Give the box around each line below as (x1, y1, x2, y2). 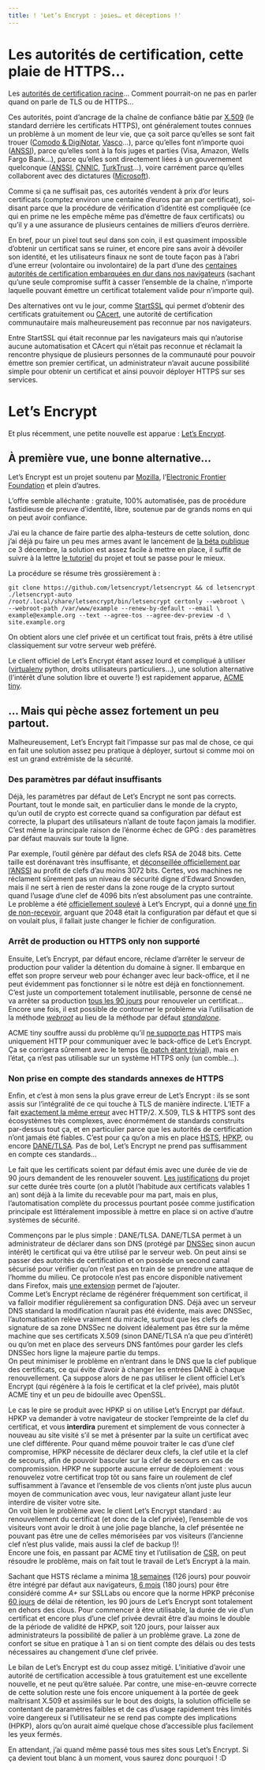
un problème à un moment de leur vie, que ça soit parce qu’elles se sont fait (8, 129, 255, 138)
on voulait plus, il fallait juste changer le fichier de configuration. (8, 916, 217, 926)
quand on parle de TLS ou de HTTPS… (8, 96, 134, 107)
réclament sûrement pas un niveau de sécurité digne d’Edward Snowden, (8, 874, 247, 884)
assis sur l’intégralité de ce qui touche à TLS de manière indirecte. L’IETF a (8, 1099, 251, 1109)
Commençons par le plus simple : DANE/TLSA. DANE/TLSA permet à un (8, 1231, 242, 1240)
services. (8, 374, 38, 384)
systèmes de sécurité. (8, 1216, 80, 1225)
